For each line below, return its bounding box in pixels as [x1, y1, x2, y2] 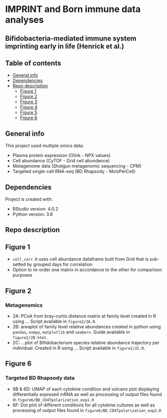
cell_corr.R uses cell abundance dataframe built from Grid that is [12, 256, 149, 262]
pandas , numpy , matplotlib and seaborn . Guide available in [12, 329, 130, 335]
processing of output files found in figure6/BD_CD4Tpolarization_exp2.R [12, 407, 161, 413]
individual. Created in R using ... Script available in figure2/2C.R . [12, 345, 145, 351]
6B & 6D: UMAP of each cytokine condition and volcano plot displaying [12, 386, 159, 392]
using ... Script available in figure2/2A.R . [12, 318, 97, 324]
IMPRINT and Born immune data [5, 4, 141, 15]
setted [12, 262, 26, 268]
